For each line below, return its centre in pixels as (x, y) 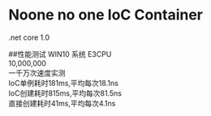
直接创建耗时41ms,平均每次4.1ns (62, 103)
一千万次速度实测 (37, 73)
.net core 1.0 (29, 37)
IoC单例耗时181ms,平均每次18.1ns (64, 83)
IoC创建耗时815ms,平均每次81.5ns (65, 93)
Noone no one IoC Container (106, 15)
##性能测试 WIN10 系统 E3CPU (60, 54)
